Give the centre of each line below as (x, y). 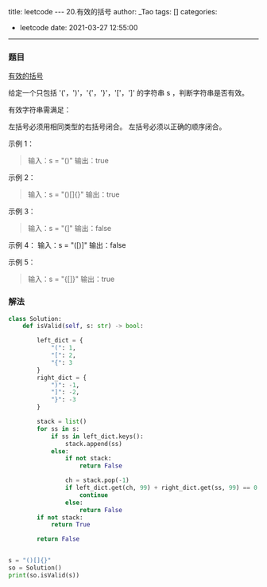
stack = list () (62, 422)
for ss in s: (58, 429)
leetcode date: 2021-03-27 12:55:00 (79, 27)
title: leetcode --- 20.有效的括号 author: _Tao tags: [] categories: (113, 12)
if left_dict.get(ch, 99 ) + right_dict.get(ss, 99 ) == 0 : (163, 488)
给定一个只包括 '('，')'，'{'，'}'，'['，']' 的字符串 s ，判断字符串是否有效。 (128, 93)
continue (94, 495)
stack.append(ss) (94, 444)
